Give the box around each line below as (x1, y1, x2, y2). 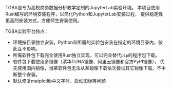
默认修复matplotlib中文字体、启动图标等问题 (12, 78, 106, 84)
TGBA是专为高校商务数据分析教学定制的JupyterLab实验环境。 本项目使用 (5, 5, 160, 10)
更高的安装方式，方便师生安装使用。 (5, 17, 82, 23)
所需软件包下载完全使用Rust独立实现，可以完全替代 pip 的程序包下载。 (12, 52, 160, 58)
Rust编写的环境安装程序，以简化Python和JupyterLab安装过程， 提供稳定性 (5, 11, 163, 17)
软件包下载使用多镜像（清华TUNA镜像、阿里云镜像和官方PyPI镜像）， (12, 59, 159, 64)
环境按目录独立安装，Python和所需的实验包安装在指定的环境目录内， (12, 39, 159, 45)
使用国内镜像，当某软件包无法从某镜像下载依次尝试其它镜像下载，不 (17, 65, 162, 71)
